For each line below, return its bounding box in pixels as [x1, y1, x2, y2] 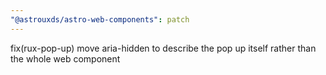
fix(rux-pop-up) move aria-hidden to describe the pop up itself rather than [10, 42, 317, 54]
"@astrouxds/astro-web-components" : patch [10, 14, 190, 25]
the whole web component [10, 52, 121, 65]
